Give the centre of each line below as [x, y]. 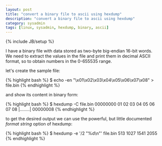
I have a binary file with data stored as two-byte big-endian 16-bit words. [79, 51]
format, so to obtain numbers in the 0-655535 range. [59, 61]
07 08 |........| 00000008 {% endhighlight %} [50, 109]
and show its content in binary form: [42, 95]
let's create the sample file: [33, 71]
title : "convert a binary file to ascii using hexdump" [64, 14]
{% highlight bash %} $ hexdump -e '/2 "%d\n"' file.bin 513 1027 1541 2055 [81, 133]
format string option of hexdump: [39, 124]
